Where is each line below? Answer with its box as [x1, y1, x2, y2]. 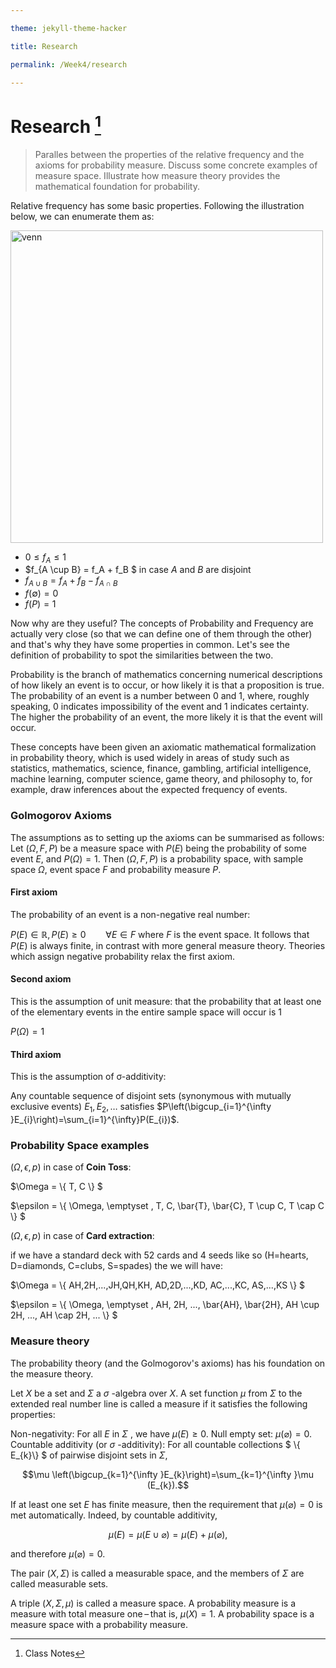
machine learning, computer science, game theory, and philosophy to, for [10, 773, 313, 785]
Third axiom [10, 1048, 62, 1060]
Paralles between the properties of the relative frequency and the [34, 148, 305, 160]
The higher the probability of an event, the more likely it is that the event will [10, 711, 323, 723]
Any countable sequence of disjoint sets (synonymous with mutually [10, 1090, 292, 1102]
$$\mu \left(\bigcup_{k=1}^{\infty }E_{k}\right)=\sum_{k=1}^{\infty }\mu [22, 1468, 314, 1480]
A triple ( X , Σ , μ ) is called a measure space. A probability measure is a [10, 1597, 297, 1609]
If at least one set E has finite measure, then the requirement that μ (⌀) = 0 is [10, 1498, 323, 1510]
